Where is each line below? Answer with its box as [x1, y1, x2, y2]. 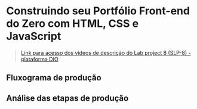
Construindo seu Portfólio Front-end [6, 4, 190, 18]
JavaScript [6, 30, 61, 43]
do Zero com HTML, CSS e [6, 17, 139, 30]
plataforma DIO [20, 55, 59, 63]
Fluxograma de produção [6, 73, 101, 83]
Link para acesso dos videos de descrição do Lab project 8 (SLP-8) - [20, 49, 191, 56]
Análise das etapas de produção [6, 93, 129, 103]
